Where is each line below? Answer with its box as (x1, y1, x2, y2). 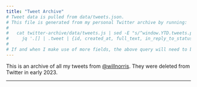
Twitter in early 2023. (6, 68, 58, 76)
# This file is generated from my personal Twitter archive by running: (6, 19, 188, 25)
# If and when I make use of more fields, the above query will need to (6, 47, 188, 53)
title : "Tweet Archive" (6, 8, 64, 15)
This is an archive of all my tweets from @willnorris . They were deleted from (6, 62, 191, 69)
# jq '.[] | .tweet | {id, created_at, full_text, (6, 36, 143, 41)
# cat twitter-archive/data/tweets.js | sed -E (6, 30, 130, 36)
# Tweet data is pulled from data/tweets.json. (6, 14, 125, 20)
